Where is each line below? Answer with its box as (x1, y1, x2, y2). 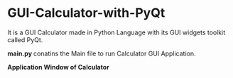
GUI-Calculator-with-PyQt (7, 5, 166, 21)
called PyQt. (7, 35, 43, 44)
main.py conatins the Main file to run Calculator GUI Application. (7, 49, 197, 58)
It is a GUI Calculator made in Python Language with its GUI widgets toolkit (7, 28, 226, 37)
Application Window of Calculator (7, 63, 110, 71)
